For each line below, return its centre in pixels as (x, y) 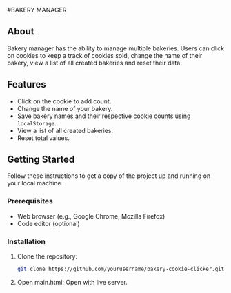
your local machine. (35, 183)
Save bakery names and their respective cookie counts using (104, 116)
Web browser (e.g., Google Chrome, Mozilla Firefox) (91, 216)
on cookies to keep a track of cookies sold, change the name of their (105, 55)
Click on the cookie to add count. (64, 101)
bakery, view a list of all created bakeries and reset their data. (95, 63)
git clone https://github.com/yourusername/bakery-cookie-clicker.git (121, 269)
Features (27, 84)
